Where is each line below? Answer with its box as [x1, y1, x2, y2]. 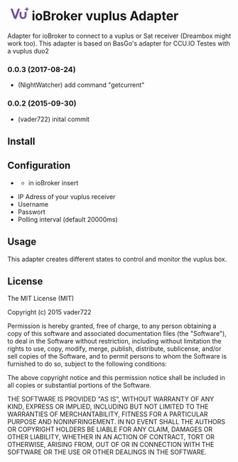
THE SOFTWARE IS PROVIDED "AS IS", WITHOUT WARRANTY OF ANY [7, 395, 215, 404]
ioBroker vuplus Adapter [31, 8, 179, 24]
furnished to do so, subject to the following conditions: [7, 359, 167, 369]
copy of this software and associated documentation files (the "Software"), [7, 329, 227, 338]
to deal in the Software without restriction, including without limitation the [7, 337, 222, 346]
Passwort [17, 207, 46, 216]
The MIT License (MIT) [7, 294, 75, 303]
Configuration [7, 160, 71, 172]
